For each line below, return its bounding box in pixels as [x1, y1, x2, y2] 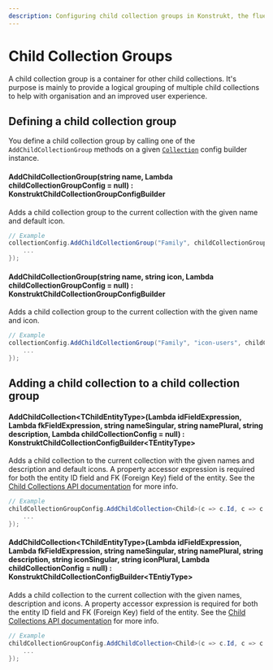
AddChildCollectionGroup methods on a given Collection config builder [8, 145, 248, 154]
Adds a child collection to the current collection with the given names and [8, 456, 254, 465]
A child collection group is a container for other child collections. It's [8, 74, 237, 84]
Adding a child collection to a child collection [8, 377, 240, 391]
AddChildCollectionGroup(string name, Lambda [8, 171, 173, 181]
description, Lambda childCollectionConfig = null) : [8, 429, 185, 439]
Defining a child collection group [8, 115, 177, 128]
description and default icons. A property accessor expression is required [8, 465, 255, 474]
